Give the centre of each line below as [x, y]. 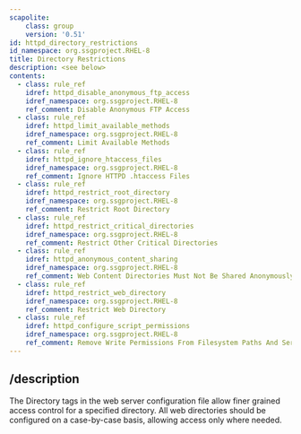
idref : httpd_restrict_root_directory [98, 193]
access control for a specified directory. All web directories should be [138, 410]
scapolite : [30, 17]
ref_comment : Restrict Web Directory [96, 309]
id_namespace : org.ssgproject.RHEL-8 [80, 51]
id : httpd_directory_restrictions [74, 43]
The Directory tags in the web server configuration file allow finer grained [145, 401]
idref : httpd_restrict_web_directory [96, 292]
